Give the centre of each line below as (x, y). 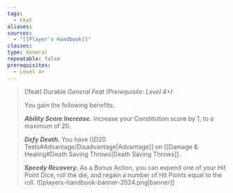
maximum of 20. (48, 126)
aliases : (20, 26)
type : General (28, 53)
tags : (15, 14)
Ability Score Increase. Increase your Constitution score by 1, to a (119, 118)
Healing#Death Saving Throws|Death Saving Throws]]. (102, 154)
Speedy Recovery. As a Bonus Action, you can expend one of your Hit (125, 167)
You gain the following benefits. (69, 105)
